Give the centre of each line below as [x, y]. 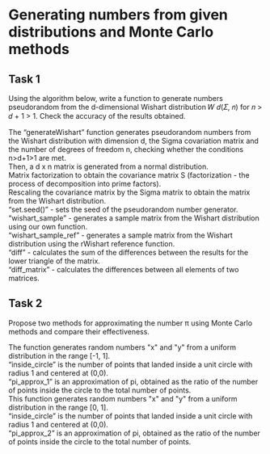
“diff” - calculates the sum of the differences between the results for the [129, 252]
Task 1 [24, 79]
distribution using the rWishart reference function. [92, 244]
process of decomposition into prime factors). [85, 184]
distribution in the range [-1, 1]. [59, 355]
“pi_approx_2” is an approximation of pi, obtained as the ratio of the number [135, 433]
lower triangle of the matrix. [55, 261]
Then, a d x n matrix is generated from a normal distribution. [108, 166]
